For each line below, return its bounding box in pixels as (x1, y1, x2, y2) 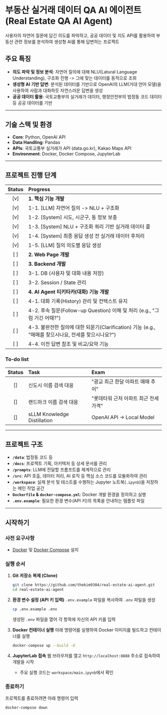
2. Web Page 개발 (28, 251, 70, 258)
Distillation (28, 417, 53, 424)
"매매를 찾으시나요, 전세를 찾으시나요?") (28, 331, 116, 338)
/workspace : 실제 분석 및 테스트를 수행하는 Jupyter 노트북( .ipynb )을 (12, 479, 145, 485)
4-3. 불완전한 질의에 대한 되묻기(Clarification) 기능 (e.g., (28, 324, 156, 331)
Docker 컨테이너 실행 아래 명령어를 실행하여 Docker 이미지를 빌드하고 (12, 627, 148, 633)
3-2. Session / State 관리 (28, 279, 86, 286)
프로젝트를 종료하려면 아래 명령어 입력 (5, 695, 79, 701)
